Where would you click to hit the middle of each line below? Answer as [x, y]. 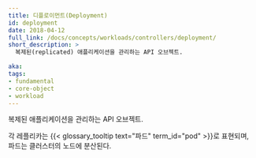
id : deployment [33, 23]
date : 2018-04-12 [37, 30]
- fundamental [32, 81]
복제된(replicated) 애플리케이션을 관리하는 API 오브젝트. [99, 52]
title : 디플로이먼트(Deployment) [58, 15]
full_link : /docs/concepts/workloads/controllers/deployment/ [112, 38]
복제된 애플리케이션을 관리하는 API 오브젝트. [76, 119]
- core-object [32, 88]
